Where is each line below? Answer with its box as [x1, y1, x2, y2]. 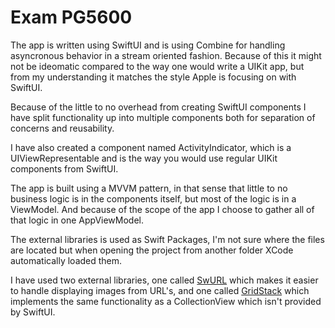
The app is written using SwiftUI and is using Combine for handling [10, 39, 286, 51]
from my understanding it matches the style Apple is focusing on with [10, 71, 297, 83]
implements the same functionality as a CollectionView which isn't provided [10, 295, 322, 307]
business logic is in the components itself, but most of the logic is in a [10, 192, 297, 205]
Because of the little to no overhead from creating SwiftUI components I [10, 101, 307, 113]
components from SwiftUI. [10, 162, 119, 175]
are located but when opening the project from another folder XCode [10, 244, 294, 256]
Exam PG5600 [10, 6, 133, 29]
